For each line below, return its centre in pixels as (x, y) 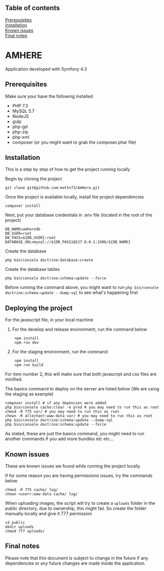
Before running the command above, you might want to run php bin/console (82, 287)
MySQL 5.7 (23, 111)
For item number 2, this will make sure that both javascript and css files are (81, 374)
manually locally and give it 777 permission (49, 514)
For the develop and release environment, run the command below (80, 329)
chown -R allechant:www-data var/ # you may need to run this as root (79, 416)
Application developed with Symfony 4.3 (46, 69)
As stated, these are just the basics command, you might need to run (75, 434)
